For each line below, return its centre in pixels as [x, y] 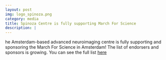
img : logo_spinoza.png [28, 14]
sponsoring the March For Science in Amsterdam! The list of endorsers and [82, 47]
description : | [21, 28]
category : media [22, 19]
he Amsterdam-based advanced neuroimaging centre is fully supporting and [83, 42]
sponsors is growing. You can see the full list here [56, 53]
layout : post [19, 10]
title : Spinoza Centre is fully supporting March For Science [71, 23]
